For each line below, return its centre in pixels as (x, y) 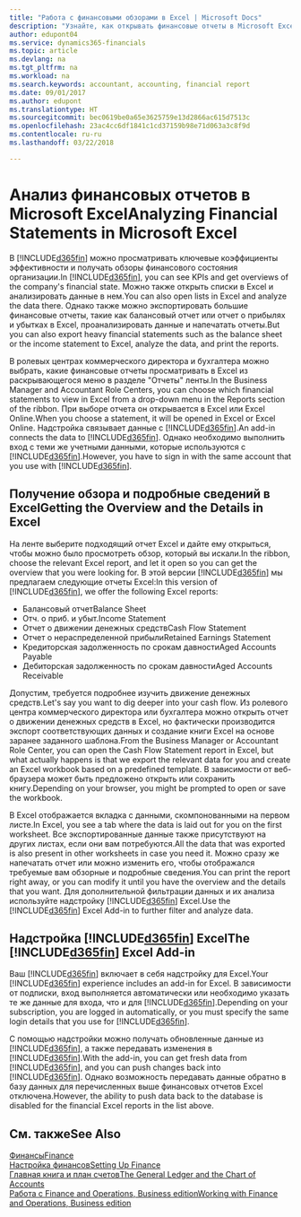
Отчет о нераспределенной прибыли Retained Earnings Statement (146, 637)
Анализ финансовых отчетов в (130, 195)
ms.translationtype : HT (54, 109)
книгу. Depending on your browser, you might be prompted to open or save (148, 788)
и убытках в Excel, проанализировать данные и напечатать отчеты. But (145, 325)
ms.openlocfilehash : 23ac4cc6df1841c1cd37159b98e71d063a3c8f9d (130, 126)
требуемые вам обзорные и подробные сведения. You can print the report (150, 872)
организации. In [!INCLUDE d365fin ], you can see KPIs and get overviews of (149, 277)
